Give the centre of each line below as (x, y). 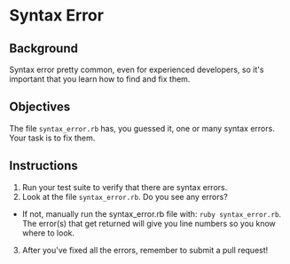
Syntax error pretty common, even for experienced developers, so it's (137, 69)
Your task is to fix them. (52, 138)
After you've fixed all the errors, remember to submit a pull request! (145, 250)
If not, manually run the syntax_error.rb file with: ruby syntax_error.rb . (152, 213)
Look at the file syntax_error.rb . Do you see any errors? (125, 196)
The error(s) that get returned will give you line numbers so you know (149, 223)
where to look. (48, 233)
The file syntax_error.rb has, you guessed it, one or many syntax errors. (142, 128)
